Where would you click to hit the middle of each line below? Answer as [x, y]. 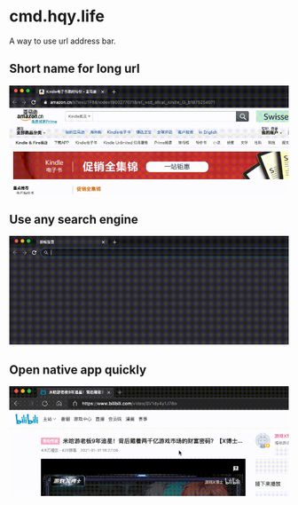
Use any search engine [74, 219]
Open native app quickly [78, 370]
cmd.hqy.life [57, 16]
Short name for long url [74, 69]
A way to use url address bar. [63, 41]
